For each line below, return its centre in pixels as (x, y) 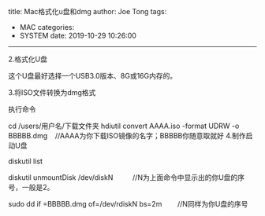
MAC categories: (47, 27)
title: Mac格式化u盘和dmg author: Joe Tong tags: (88, 11)
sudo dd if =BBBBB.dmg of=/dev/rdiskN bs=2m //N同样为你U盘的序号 (128, 204)
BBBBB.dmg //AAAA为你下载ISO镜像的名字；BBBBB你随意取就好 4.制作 (127, 135)
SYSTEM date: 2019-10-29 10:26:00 (78, 35)
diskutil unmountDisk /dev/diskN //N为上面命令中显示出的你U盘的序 (127, 178)
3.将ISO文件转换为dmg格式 (52, 92)
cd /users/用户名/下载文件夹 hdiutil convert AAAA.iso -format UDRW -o (124, 126)
